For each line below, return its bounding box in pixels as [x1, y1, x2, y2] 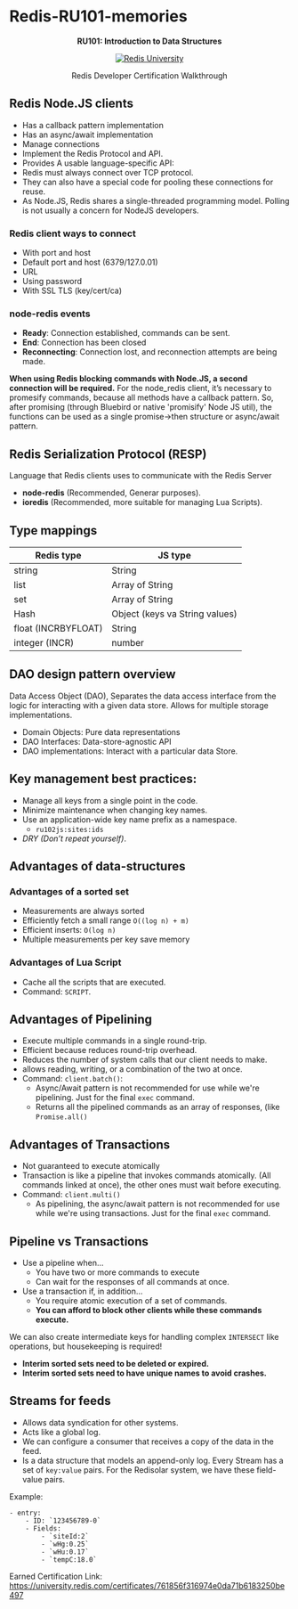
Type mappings [9, 523, 98, 538]
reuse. [21, 185, 46, 197]
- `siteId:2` [41, 1531, 90, 1540]
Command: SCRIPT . [21, 986, 92, 997]
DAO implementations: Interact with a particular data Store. [21, 746, 238, 756]
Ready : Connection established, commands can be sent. [21, 328, 230, 339]
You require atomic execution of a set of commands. [35, 1295, 228, 1306]
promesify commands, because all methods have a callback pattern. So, [9, 392, 274, 403]
